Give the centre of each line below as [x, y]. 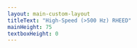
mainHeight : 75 [30, 27]
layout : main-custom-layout [49, 14]
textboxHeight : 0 [33, 34]
